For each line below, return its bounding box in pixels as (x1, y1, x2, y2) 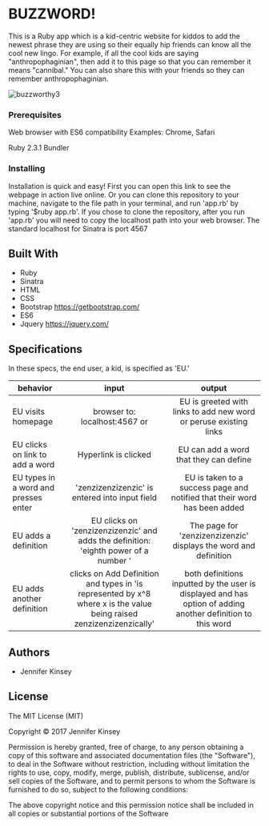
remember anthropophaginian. (8, 74, 109, 83)
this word (195, 618, 232, 629)
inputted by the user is (171, 578, 256, 589)
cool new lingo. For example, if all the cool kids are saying (8, 48, 199, 58)
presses (12, 492, 42, 503)
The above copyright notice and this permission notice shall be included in (8, 800, 254, 809)
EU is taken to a (184, 472, 243, 483)
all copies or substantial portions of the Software (8, 808, 169, 818)
